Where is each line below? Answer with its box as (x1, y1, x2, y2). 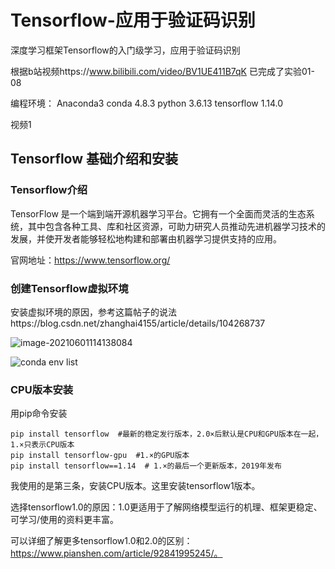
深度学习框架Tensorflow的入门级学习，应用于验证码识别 (10, 44, 241, 56)
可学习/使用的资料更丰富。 (10, 514, 120, 526)
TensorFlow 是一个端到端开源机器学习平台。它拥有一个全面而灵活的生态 (10, 207, 307, 220)
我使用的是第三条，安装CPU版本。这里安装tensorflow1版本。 (10, 480, 261, 492)
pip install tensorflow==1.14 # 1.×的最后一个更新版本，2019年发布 (10, 461, 282, 471)
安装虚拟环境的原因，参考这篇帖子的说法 (10, 306, 177, 318)
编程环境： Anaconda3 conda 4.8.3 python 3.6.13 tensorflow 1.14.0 (10, 97, 284, 109)
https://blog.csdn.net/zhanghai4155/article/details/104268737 (10, 317, 266, 329)
